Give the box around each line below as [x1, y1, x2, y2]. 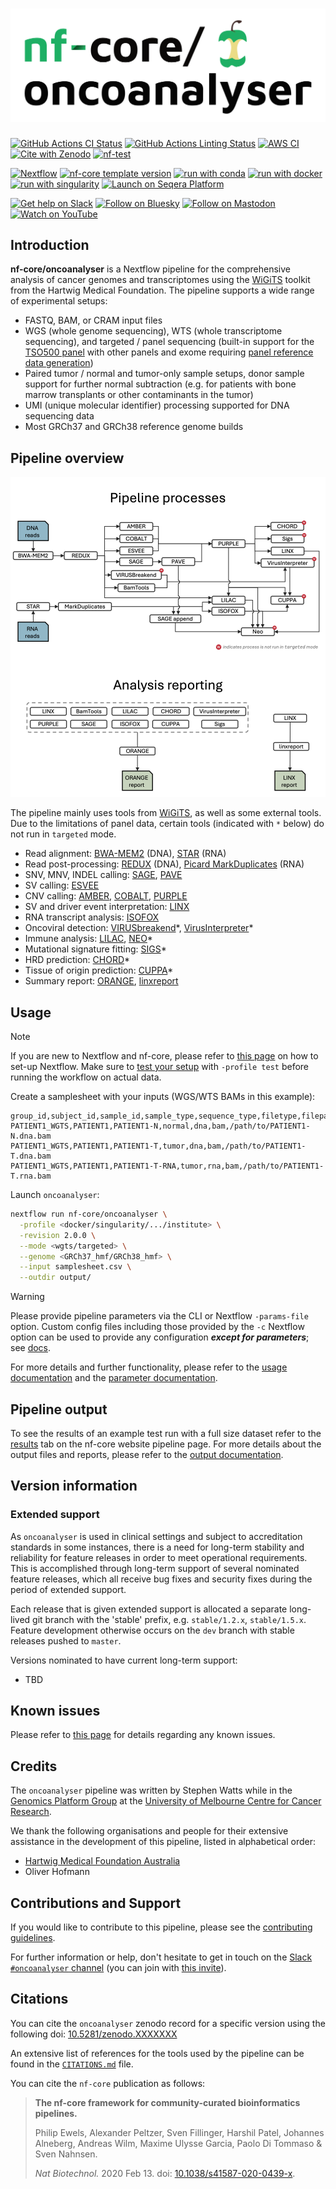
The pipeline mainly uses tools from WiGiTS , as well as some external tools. [10, 807, 322, 819]
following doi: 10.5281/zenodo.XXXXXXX [10, 2028, 178, 2040]
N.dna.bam [10, 1131, 52, 1141]
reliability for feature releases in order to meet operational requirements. [10, 1551, 308, 1563]
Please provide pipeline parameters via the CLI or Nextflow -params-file [10, 1310, 309, 1322]
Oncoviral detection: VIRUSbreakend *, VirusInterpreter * [24, 922, 254, 934]
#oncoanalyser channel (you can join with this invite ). [10, 1962, 227, 1974]
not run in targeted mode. [10, 828, 117, 840]
